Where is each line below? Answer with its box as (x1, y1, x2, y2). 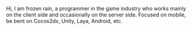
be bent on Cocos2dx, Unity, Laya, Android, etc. (6, 18, 123, 24)
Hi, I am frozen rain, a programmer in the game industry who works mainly (6, 5, 187, 12)
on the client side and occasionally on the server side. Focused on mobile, (6, 11, 187, 18)
